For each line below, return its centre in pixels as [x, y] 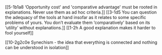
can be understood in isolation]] [37, 47]
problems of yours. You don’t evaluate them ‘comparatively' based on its [78, 22]
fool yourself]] [19, 33]
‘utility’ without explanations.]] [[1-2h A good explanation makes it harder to [80, 28]
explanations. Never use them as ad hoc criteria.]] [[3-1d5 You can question [81, 12]
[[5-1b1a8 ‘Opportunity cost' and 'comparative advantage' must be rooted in [81, 7]
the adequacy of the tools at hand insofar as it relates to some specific [76, 17]
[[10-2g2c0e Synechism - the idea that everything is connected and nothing [81, 42]
